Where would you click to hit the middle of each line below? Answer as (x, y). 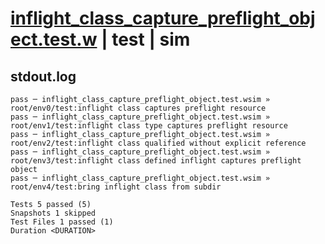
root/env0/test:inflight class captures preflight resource (138, 108)
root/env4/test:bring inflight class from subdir (116, 187)
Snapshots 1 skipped (53, 213)
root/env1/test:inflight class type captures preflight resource (149, 126)
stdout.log (43, 76)
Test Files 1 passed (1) (62, 222)
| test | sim (146, 39)
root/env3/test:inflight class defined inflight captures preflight (156, 161)
